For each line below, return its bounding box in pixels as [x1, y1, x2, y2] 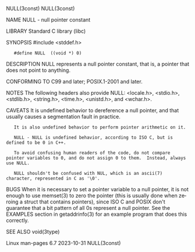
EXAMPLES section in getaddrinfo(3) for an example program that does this [6, 210, 187, 218]
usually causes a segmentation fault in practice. [6, 113, 121, 120]
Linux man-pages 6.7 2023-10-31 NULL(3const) [6, 240, 121, 246]
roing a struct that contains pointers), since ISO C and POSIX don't [6, 198, 166, 205]
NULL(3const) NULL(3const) [6, 5, 75, 12]
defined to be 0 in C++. [6, 140, 66, 146]
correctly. [6, 217, 29, 224]
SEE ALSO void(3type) [6, 228, 60, 235]
